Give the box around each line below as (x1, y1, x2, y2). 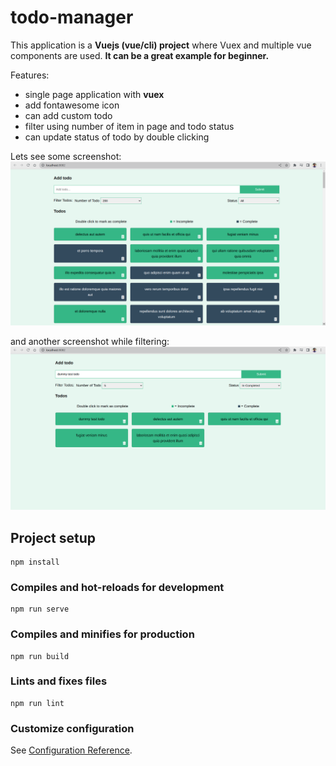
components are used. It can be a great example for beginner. (10, 49, 270, 61)
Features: (10, 69, 50, 81)
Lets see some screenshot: (10, 150, 122, 162)
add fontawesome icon (24, 99, 120, 111)
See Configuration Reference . (10, 744, 133, 756)
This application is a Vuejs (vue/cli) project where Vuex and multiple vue (10, 39, 312, 51)
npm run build (10, 651, 70, 661)
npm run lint (10, 698, 65, 708)
